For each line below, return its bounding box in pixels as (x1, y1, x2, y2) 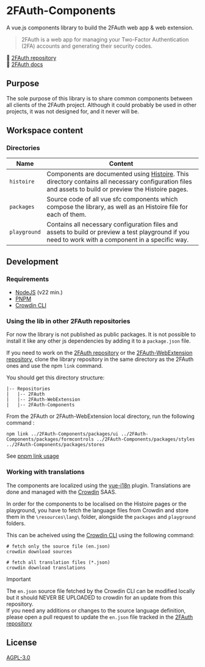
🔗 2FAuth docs (6, 61, 43, 68)
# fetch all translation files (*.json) (6, 559, 111, 565)
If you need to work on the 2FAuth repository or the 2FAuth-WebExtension (6, 349, 193, 357)
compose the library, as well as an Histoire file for (46, 203, 188, 211)
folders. (6, 520, 26, 527)
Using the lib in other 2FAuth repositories (6, 317, 131, 326)
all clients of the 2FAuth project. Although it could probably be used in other (6, 101, 197, 108)
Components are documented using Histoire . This (46, 170, 189, 178)
